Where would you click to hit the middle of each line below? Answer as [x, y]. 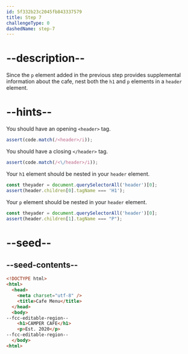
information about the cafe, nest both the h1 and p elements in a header [94, 81]
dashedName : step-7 [31, 29]
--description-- [46, 58]
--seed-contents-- [42, 265]
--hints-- [29, 112]
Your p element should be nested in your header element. [77, 202]
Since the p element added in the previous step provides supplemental [94, 75]
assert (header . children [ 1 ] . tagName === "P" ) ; [64, 219]
